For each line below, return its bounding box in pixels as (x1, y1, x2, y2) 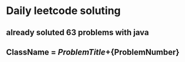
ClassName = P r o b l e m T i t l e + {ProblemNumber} (6, 47, 180, 57)
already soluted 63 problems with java (6, 27, 149, 37)
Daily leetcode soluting (6, 4, 121, 18)
